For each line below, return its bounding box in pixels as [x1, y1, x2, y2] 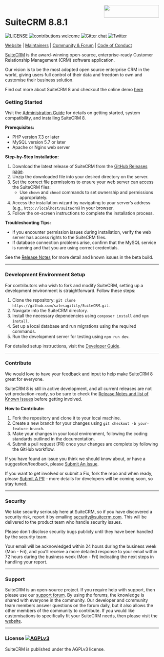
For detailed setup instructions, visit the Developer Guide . [5, 343, 121, 349]
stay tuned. [5, 481, 28, 487]
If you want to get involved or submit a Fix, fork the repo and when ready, [5, 470, 153, 476]
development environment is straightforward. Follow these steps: [5, 288, 136, 293]
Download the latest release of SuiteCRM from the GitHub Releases [12, 164, 148, 170]
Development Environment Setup [5, 271, 85, 278]
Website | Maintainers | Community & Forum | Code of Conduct [5, 42, 132, 48]
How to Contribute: [5, 405, 45, 411]
